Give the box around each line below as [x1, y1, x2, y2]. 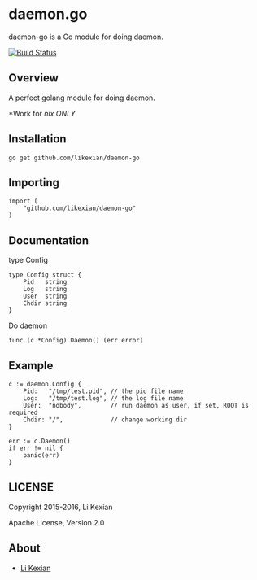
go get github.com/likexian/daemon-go [8, 154, 140, 162]
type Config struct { [8, 271, 82, 279]
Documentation [8, 233, 89, 247]
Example [8, 359, 54, 373]
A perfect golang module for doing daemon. [8, 93, 156, 102]
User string [23, 292, 68, 301]
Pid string [23, 278, 68, 286]
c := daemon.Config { [8, 380, 82, 388]
